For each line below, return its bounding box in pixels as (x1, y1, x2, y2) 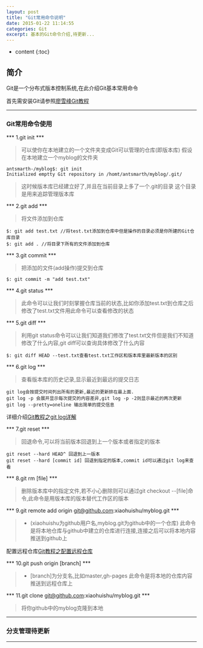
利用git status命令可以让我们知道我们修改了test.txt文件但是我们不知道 (21, 332, 195, 339)
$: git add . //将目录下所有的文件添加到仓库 (6, 241, 110, 248)
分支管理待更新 (6, 627, 50, 635)
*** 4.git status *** (6, 287, 53, 294)
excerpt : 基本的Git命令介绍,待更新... (6, 32, 95, 38)
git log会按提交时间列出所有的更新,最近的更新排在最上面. (6, 389, 134, 395)
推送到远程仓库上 (30, 580, 73, 587)
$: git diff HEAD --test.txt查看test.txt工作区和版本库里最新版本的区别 (6, 353, 178, 359)
